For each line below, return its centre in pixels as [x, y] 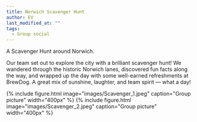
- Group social [31, 34]
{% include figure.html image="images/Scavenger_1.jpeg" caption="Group [98, 94]
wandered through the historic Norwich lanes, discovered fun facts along [97, 69]
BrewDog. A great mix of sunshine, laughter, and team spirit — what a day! [99, 82]
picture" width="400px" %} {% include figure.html [69, 100]
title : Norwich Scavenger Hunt [45, 12]
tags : [13, 29]
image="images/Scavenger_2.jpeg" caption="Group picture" [82, 106]
